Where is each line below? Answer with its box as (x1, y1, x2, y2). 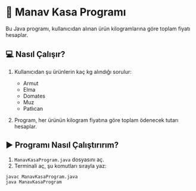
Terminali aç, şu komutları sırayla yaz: (14, 162, 107, 169)
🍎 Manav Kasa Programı (5, 5, 126, 19)
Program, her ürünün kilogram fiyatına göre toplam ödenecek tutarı (14, 116, 179, 124)
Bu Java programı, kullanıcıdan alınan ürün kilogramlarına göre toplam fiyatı (5, 25, 191, 32)
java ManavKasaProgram (5, 179, 62, 185)
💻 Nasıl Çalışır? (5, 49, 66, 60)
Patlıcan (23, 105, 43, 112)
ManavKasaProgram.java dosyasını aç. (14, 156, 105, 163)
